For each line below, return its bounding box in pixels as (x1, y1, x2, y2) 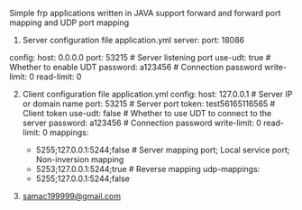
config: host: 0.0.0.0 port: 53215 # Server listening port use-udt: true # (9, 52, 271, 62)
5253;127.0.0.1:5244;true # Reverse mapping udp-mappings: (35, 164, 261, 174)
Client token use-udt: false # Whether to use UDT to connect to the (22, 108, 272, 118)
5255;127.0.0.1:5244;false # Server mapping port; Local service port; (35, 144, 290, 155)
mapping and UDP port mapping (9, 17, 129, 28)
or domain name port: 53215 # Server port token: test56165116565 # (22, 98, 276, 109)
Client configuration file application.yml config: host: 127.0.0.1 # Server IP (22, 89, 293, 99)
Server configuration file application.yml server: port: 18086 (22, 35, 245, 45)
